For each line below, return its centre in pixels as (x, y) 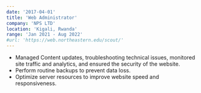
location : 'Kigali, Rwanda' (42, 29)
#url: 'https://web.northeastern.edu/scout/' (65, 40)
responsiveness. (36, 83)
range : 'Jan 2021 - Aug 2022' (45, 35)
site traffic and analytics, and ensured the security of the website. (97, 64)
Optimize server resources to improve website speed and (87, 77)
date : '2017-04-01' (31, 12)
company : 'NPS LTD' (31, 23)
